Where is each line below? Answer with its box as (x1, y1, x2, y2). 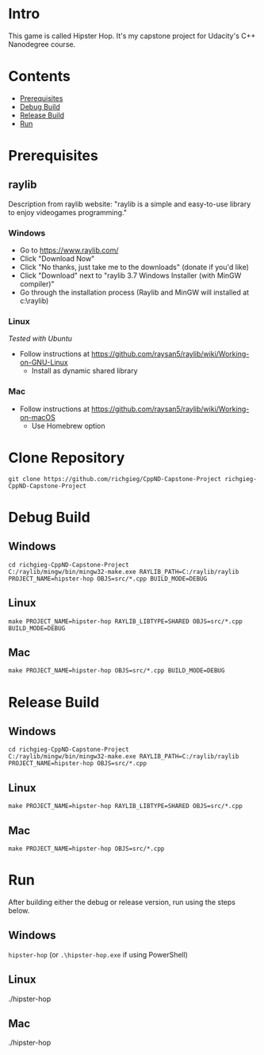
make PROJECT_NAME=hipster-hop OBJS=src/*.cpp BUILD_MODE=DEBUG (8, 667, 225, 675)
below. (8, 906, 30, 915)
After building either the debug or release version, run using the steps (8, 897, 236, 907)
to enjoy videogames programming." (8, 207, 128, 217)
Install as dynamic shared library (31, 366, 138, 375)
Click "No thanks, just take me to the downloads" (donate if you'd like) (19, 263, 250, 272)
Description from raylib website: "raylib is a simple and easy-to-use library (8, 199, 251, 209)
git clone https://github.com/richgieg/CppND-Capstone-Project (8, 475, 222, 483)
